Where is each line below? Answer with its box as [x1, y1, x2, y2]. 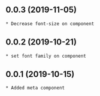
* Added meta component [5, 85, 65, 91]
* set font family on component [5, 53, 86, 59]
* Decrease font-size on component [5, 20, 95, 26]
